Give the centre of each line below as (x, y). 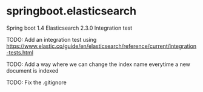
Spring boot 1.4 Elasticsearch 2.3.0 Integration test (69, 28)
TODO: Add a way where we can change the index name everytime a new (98, 64)
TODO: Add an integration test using (52, 39)
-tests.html (20, 52)
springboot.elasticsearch (72, 11)
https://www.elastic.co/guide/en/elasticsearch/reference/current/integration (101, 46)
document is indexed (32, 70)
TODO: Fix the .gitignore (36, 82)
